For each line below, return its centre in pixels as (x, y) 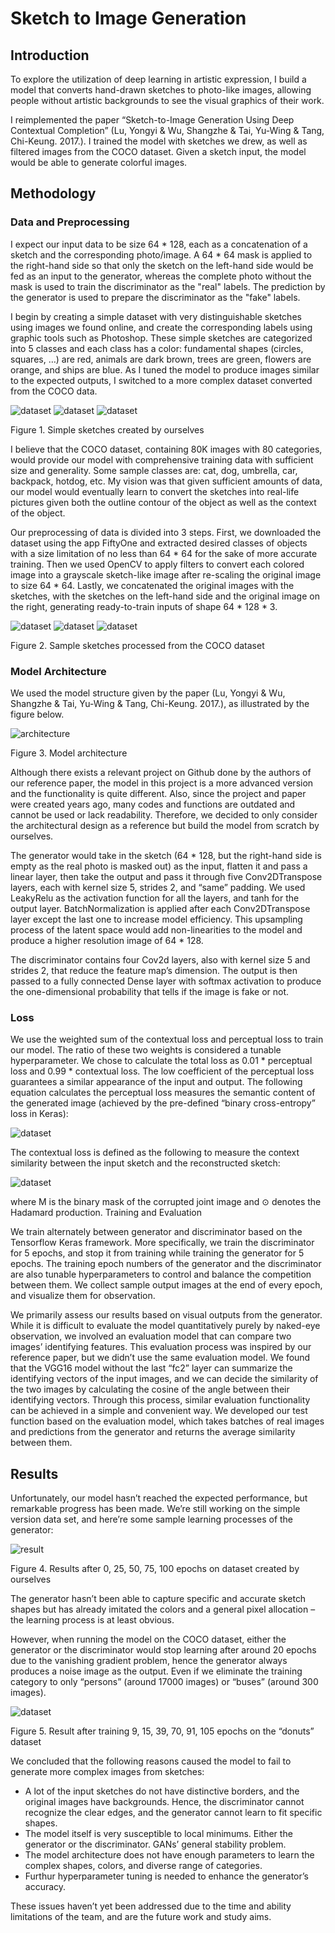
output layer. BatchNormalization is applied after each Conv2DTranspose (160, 908)
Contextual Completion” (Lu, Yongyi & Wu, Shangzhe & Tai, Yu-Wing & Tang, (167, 130)
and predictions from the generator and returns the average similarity (153, 1432)
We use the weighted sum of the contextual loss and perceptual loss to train (167, 1039)
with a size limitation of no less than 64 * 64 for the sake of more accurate (164, 553)
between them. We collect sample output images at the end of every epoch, (166, 1285)
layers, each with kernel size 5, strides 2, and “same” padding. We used (158, 887)
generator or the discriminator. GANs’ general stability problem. (155, 1844)
